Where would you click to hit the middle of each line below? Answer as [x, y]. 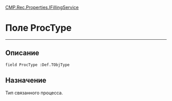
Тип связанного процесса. [34, 93]
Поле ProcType [38, 28]
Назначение [26, 80]
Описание [22, 53]
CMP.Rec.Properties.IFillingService [42, 7]
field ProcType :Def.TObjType [38, 65]
